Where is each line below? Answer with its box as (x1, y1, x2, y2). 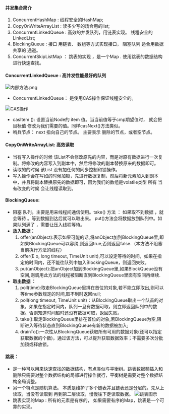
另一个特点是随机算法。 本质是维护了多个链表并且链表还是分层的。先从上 (12, 385, 164, 391)
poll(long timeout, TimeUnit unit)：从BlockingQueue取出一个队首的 (20, 297, 159, 303)
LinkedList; (12, 35, 35, 41)
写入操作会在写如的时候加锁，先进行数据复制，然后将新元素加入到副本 (12, 173, 159, 179)
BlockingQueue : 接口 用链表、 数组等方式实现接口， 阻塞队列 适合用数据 (12, 41, 164, 47)
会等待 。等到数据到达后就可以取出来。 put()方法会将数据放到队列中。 (12, 215, 158, 221)
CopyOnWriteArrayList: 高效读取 (5, 142, 74, 148)
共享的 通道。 (12, 47, 41, 53)
